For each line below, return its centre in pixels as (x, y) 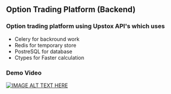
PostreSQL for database (43, 51)
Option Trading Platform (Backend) (71, 10)
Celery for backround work (47, 39)
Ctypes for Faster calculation (49, 57)
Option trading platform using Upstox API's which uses (85, 26)
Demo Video (24, 72)
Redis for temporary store (46, 45)
